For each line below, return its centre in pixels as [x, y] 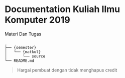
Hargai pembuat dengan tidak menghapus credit [67, 70]
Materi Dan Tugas [23, 34]
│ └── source [25, 56]
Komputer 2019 [38, 20]
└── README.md [20, 61]
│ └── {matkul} [23, 52]
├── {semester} [21, 47]
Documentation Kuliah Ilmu [62, 9]
